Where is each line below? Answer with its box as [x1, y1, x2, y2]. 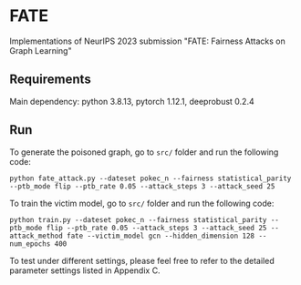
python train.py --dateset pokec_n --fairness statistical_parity [9, 215, 267, 224]
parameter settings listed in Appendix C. [9, 265, 161, 276]
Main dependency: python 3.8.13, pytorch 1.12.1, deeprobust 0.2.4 [9, 96, 254, 107]
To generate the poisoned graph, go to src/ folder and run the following [9, 147, 279, 158]
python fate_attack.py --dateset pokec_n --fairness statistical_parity [9, 174, 292, 183]
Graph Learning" [9, 45, 72, 56]
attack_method [9, 231, 64, 240]
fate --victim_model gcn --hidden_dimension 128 [67, 231, 255, 240]
